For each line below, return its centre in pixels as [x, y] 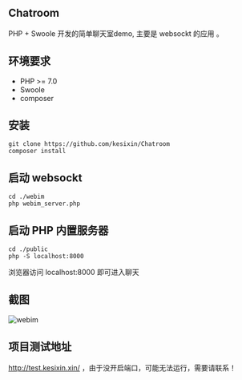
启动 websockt [45, 178]
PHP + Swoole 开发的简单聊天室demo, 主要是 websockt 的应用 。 [116, 33]
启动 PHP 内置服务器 [58, 230]
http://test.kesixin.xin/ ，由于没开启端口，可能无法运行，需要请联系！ [122, 367]
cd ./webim [26, 197]
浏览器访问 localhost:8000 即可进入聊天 [74, 273]
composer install [37, 152]
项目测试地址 [40, 347]
